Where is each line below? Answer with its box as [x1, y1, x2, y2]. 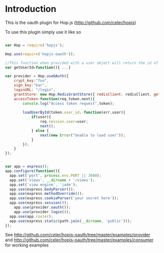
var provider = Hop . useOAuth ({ [5, 74, 69, 79]
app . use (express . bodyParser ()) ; [9, 187, 76, 191]
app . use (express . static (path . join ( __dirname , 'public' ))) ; [9, 218, 132, 223]
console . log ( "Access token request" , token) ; [22, 101, 115, 106]
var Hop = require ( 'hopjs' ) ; [5, 42, 64, 47]
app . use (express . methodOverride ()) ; [9, 191, 84, 196]
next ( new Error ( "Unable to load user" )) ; [40, 133, 125, 138]
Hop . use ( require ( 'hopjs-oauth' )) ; [5, 51, 76, 57]
